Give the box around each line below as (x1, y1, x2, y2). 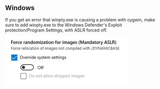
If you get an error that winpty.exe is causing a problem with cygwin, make (5, 17, 156, 22)
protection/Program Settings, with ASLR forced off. (5, 27, 108, 33)
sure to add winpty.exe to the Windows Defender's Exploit (5, 22, 122, 28)
